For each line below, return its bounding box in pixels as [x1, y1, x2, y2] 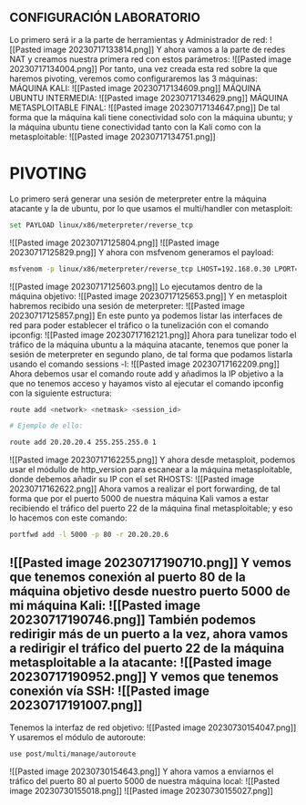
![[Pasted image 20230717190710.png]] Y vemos [9, 555, 292, 571]
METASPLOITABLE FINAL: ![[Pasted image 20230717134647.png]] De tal [9, 102, 280, 113]
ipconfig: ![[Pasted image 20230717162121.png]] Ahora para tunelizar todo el [9, 329, 297, 340]
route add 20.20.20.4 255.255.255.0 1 [9, 438, 157, 448]
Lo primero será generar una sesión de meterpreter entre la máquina [9, 193, 267, 204]
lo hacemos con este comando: [9, 512, 127, 523]
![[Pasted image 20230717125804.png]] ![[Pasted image [9, 237, 220, 248]
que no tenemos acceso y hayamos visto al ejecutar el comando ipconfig [9, 377, 284, 388]
